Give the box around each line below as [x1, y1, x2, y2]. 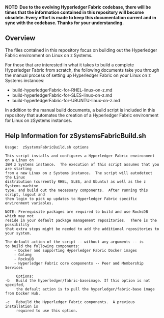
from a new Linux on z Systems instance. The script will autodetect [5, 171, 153, 175]
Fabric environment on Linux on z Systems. [5, 52, 93, 58]
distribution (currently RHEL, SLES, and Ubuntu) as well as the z [5, 179, 146, 184]
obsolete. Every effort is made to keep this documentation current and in [5, 15, 156, 20]
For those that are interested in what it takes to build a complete [5, 61, 134, 68]
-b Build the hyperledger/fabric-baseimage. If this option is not [5, 278, 151, 283]
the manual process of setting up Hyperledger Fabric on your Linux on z [5, 72, 151, 78]
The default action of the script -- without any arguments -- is [5, 239, 144, 244]
